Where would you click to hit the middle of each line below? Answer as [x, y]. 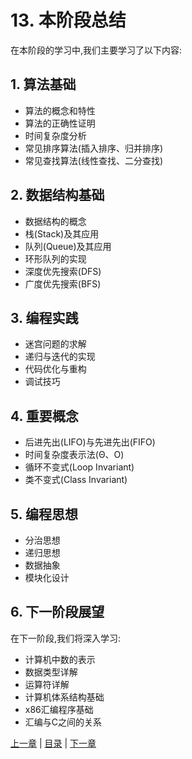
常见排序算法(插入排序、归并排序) [94, 148]
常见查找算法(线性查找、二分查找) [94, 160]
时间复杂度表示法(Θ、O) [74, 455]
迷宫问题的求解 [55, 344]
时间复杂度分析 [55, 135]
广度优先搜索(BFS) [63, 283]
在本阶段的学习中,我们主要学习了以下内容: [96, 50]
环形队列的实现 [55, 258]
